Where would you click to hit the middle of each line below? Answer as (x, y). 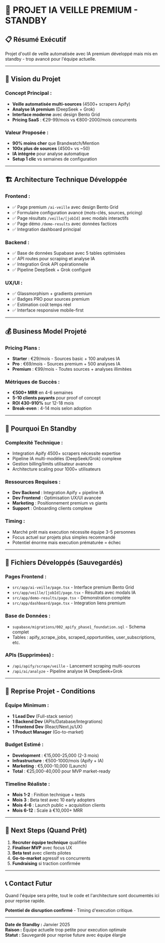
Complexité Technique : (34, 442)
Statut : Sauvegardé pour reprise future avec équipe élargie (66, 935)
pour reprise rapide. (25, 901)
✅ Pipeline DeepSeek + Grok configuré (52, 270)
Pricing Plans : (23, 348)
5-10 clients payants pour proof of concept (56, 398)
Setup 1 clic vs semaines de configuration (55, 159)
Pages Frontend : (26, 576)
